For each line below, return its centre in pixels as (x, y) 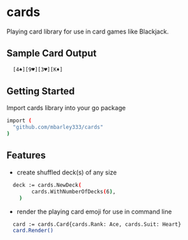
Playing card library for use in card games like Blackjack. (88, 31)
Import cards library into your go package (66, 108)
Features (26, 155)
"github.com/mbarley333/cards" (58, 127)
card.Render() (33, 231)
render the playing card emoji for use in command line (94, 211)
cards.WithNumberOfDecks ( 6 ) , (74, 192)
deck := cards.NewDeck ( (47, 185)
